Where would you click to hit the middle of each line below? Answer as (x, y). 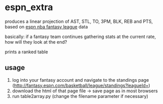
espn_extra (29, 7)
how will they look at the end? (36, 42)
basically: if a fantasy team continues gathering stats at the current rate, (80, 37)
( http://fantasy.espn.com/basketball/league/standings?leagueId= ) (81, 85)
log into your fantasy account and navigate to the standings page (80, 80)
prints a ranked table (26, 52)
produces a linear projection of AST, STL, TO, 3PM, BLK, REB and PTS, (79, 21)
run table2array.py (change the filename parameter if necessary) (80, 96)
